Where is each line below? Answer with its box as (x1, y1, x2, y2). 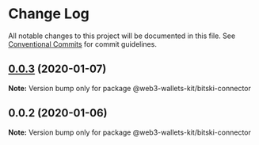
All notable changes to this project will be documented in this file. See (8, 31, 236, 40)
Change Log (8, 5, 90, 23)
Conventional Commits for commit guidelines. (8, 39, 157, 48)
